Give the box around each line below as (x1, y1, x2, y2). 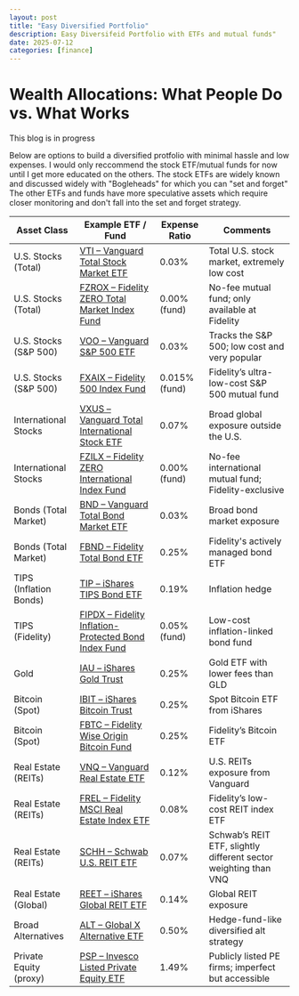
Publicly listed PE (208, 950, 280, 962)
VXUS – (79, 402, 111, 415)
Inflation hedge (208, 583, 272, 595)
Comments (222, 224, 271, 237)
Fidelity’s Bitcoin (208, 725, 278, 737)
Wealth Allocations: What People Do (9, 85, 283, 105)
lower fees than (208, 668, 274, 680)
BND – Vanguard (79, 498, 149, 511)
